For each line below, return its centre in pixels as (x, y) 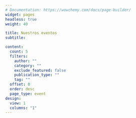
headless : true (21, 19)
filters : (19, 56)
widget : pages (20, 15)
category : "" (28, 66)
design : (13, 98)
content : (14, 47)
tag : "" (22, 80)
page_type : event (28, 94)
